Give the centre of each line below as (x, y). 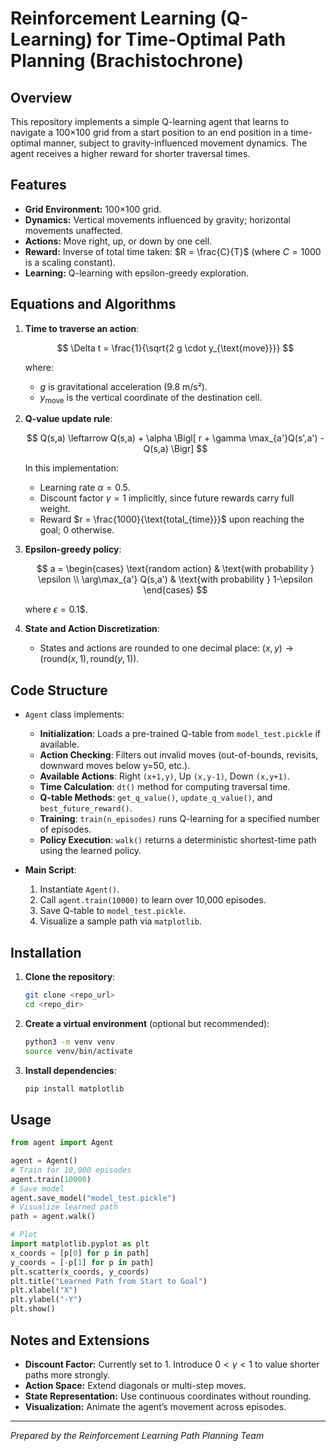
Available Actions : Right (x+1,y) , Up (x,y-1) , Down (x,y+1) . (164, 776)
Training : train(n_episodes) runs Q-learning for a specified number (179, 819)
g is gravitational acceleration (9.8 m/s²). (123, 386)
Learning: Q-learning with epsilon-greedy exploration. (137, 273)
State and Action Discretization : (92, 629)
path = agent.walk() (53, 1217)
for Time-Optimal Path (191, 39)
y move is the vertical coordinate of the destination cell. (151, 398)
